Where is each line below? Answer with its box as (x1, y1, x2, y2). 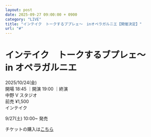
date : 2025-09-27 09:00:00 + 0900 (5, 12, 78, 17)
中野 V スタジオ (5, 92, 38, 98)
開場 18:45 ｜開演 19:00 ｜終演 (5, 86, 68, 92)
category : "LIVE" (5, 17, 42, 22)
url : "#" (5, 26, 24, 31)
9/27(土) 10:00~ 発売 (5, 115, 48, 121)
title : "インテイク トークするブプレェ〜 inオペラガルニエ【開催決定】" (5, 21, 142, 27)
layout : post (5, 7, 33, 13)
